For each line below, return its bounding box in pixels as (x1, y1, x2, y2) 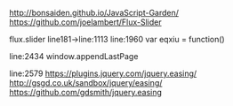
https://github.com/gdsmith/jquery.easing (9, 87, 163, 97)
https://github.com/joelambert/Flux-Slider (9, 17, 162, 27)
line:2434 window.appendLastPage (9, 51, 139, 61)
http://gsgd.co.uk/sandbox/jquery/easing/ (9, 78, 163, 87)
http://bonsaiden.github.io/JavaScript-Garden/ (9, 8, 180, 18)
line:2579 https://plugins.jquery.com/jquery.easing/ (9, 68, 197, 79)
